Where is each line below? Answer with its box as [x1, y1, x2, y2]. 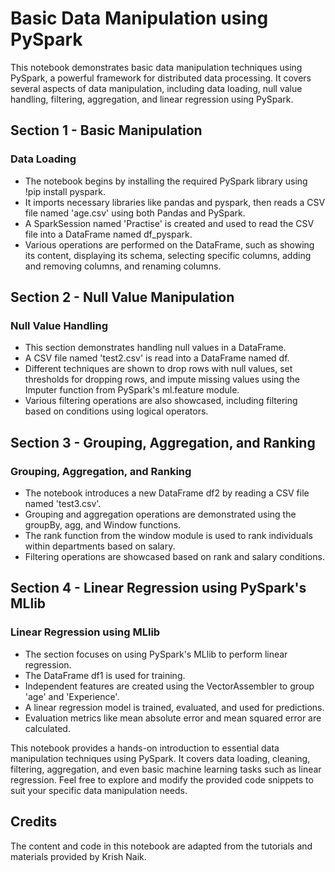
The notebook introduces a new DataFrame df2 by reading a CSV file [24, 487, 310, 499]
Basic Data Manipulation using [10, 7, 269, 30]
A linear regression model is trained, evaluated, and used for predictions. [24, 701, 325, 713]
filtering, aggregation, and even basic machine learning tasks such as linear [10, 763, 322, 775]
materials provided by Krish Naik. [10, 850, 147, 862]
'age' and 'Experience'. [24, 690, 120, 702]
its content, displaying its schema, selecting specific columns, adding [24, 249, 312, 261]
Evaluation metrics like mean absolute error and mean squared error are [24, 712, 322, 724]
